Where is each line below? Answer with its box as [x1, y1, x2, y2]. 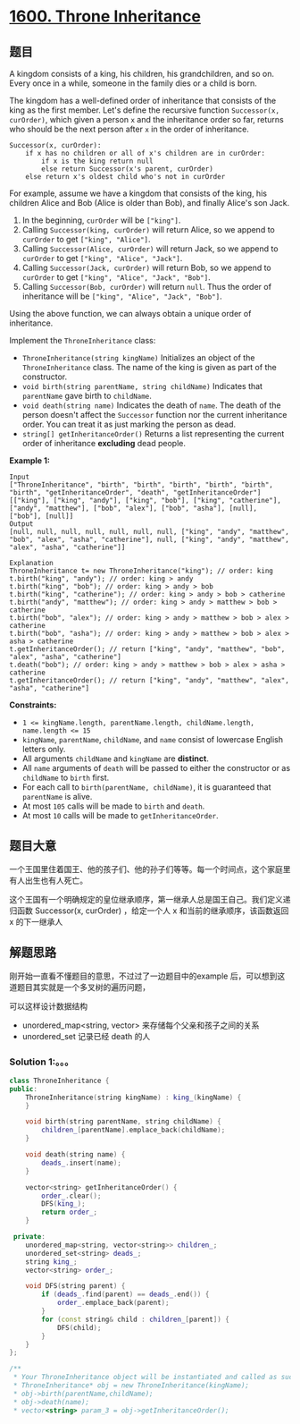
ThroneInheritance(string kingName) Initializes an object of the [21, 352, 255, 363]
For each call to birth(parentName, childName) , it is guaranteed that [21, 782, 271, 793]
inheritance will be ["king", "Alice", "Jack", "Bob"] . [21, 291, 222, 301]
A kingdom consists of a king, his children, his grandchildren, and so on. [9, 69, 275, 79]
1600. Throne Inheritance [9, 6, 201, 27]
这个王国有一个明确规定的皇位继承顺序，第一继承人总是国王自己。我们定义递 [9, 894, 291, 904]
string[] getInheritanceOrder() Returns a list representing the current [21, 428, 285, 439]
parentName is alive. [21, 792, 93, 801]
